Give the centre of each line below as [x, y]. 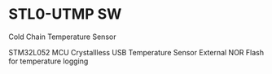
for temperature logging [48, 61]
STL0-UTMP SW [65, 14]
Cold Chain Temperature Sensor [62, 37]
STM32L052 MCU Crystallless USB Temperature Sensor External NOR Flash [136, 52]
